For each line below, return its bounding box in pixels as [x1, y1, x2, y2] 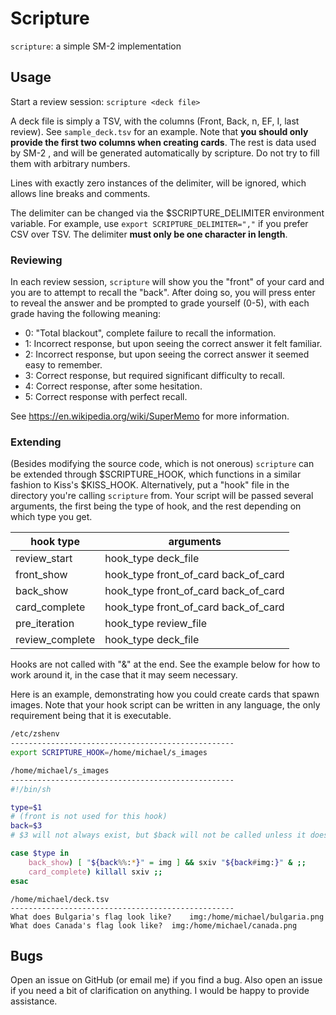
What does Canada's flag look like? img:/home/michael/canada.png [10, 920, 298, 931]
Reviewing [10, 253, 63, 267]
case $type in [10, 848, 70, 859]
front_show [15, 568, 68, 582]
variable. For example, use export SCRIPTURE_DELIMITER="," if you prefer [10, 217, 309, 229]
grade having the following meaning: [10, 308, 162, 320]
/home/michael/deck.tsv [10, 894, 110, 904]
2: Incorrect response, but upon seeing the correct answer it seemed [24, 348, 310, 361]
